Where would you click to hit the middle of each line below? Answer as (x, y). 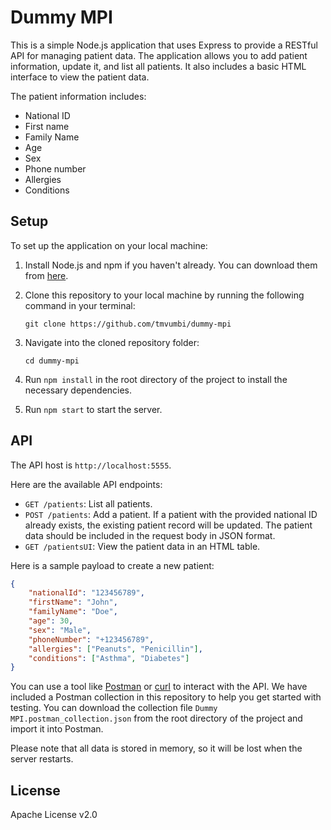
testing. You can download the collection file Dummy (114, 708)
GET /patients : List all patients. (88, 503)
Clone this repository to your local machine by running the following (164, 295)
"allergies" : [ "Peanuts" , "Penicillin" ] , (115, 649)
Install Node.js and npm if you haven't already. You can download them (171, 265)
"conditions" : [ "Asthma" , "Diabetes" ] (109, 658)
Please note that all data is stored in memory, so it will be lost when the (156, 748)
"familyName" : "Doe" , (73, 612)
